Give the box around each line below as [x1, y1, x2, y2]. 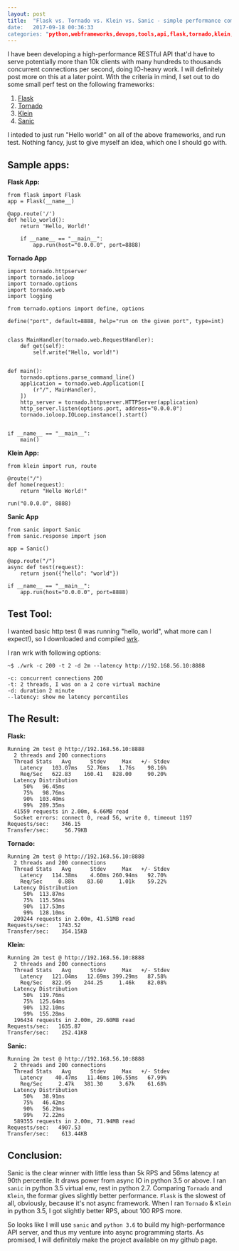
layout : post [7, 10, 46, 18]
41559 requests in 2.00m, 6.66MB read [14, 807, 129, 815]
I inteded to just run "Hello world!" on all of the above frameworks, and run [7, 131, 226, 139]
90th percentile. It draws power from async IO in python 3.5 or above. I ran [7, 1176, 226, 1185]
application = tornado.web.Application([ [20, 380, 144, 387]
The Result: [7, 713, 60, 725]
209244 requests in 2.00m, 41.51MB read [14, 915, 135, 922]
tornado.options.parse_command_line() [20, 374, 135, 382]
